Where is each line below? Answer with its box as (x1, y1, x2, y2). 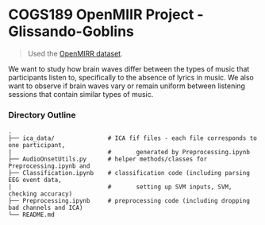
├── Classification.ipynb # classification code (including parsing (8, 169, 250, 177)
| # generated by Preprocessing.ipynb (8, 149, 250, 157)
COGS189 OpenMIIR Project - (8, 6, 204, 24)
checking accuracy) (8, 190, 73, 198)
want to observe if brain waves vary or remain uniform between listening (8, 81, 246, 91)
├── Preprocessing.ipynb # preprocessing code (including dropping (8, 197, 250, 205)
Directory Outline (8, 109, 77, 120)
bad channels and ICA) (8, 204, 83, 212)
